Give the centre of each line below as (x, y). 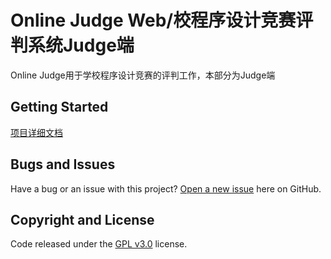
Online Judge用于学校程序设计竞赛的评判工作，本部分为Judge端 (143, 75)
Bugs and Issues (63, 164)
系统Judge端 (81, 45)
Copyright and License (82, 219)
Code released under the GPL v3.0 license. (99, 244)
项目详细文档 (36, 132)
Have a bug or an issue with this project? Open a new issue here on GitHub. (166, 188)
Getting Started (59, 107)
